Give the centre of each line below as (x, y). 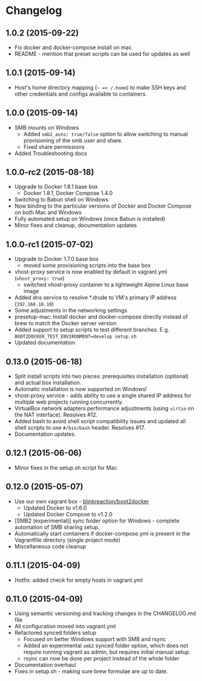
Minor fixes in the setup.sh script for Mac (66, 467)
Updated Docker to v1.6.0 (55, 508)
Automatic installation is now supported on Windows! (81, 389)
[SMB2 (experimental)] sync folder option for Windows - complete (97, 521)
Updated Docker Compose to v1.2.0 (68, 514)
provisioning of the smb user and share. (73, 140)
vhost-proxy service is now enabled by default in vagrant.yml (91, 272)
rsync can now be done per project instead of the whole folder (101, 659)
